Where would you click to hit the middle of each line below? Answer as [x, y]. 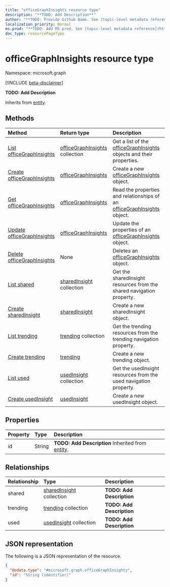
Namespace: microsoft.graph [36, 73]
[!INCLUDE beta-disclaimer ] [34, 82]
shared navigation [134, 290]
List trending [23, 336]
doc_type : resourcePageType [35, 34]
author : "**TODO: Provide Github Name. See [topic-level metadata [77, 19]
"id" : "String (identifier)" [40, 575]
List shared [21, 284]
